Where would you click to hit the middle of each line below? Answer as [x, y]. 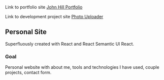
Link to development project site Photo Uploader [54, 16]
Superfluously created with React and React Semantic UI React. [70, 44]
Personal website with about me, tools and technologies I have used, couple [82, 67]
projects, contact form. [28, 73]
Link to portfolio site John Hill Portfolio [44, 7]
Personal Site [26, 32]
